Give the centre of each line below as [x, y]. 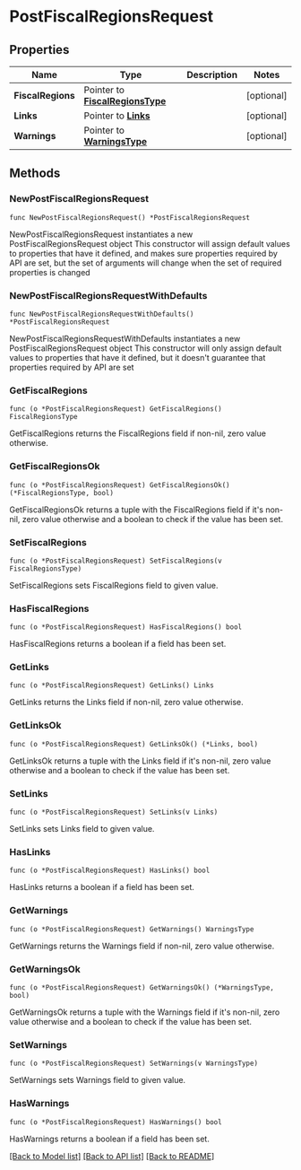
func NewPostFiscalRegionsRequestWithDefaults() [102, 314]
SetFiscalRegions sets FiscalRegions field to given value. [114, 585]
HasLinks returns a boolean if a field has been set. [102, 887]
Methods [35, 174]
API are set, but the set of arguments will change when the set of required [146, 263]
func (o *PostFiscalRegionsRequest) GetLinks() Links [112, 685]
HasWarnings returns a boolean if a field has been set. [110, 1139]
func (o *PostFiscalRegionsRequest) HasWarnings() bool [116, 1122]
